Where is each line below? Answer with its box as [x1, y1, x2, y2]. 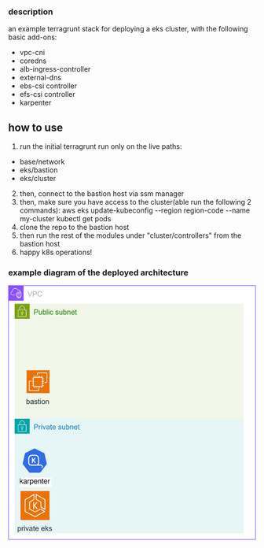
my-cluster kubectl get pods [19, 214, 112, 224]
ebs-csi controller [19, 81, 77, 91]
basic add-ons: [8, 32, 57, 42]
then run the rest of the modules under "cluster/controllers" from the [19, 231, 242, 240]
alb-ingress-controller [19, 65, 91, 74]
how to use [8, 120, 64, 134]
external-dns [19, 73, 61, 83]
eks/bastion [19, 165, 58, 175]
